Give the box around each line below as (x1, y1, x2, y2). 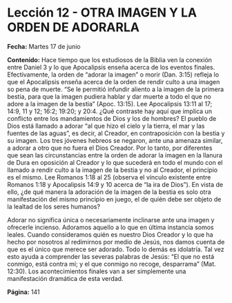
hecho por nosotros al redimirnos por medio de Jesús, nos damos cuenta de (7, 237, 225, 246)
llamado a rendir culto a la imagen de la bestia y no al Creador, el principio (7, 166, 218, 174)
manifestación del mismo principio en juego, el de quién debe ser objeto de (7, 195, 222, 203)
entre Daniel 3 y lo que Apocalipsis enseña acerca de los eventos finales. (7, 63, 215, 71)
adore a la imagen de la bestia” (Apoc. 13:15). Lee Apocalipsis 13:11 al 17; (7, 99, 213, 108)
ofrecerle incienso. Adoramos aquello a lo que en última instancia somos (7, 223, 214, 231)
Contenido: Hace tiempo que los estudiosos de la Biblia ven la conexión (7, 55, 213, 63)
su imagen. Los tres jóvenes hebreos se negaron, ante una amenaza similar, (7, 136, 223, 144)
